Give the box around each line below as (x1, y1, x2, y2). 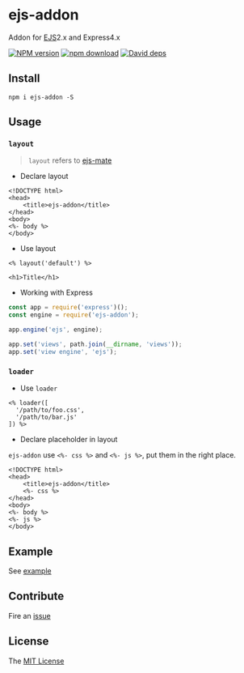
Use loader (19, 383, 58, 394)
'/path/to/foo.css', (15, 407, 85, 415)
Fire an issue (8, 611, 51, 620)
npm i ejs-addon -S (8, 93, 74, 101)
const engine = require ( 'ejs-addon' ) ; (8, 311, 139, 319)
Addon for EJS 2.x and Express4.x (8, 32, 120, 42)
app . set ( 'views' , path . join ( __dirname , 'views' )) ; (8, 340, 183, 349)
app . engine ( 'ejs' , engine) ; (8, 326, 103, 334)
